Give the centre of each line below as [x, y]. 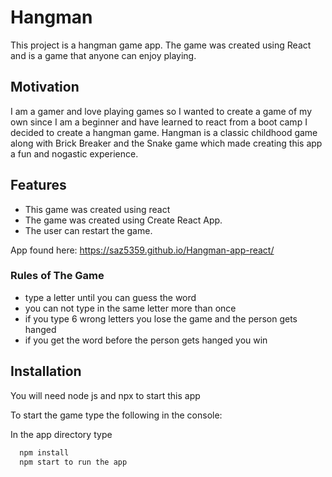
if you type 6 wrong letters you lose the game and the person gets [161, 318]
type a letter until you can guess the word [110, 297]
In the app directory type [61, 434]
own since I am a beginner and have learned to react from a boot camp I [159, 122]
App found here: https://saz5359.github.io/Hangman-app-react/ [142, 250]
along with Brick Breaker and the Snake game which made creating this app [166, 143]
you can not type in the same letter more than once [130, 308]
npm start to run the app [73, 462]
